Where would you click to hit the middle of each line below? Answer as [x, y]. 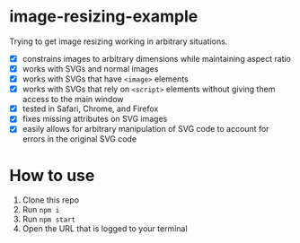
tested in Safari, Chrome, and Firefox [90, 108]
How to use [52, 175]
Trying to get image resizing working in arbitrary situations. [119, 41]
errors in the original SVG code [79, 139]
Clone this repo [50, 200]
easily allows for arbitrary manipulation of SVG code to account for [146, 129]
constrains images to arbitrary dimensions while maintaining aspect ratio [157, 58]
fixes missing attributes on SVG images [95, 119]
